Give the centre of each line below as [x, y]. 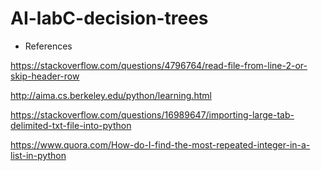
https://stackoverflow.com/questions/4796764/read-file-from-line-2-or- [159, 65]
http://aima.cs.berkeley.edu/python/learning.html [111, 95]
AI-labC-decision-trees [109, 18]
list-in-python [38, 155]
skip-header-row [45, 76]
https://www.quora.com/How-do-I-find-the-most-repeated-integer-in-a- [160, 144]
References [48, 46]
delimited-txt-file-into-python [71, 125]
